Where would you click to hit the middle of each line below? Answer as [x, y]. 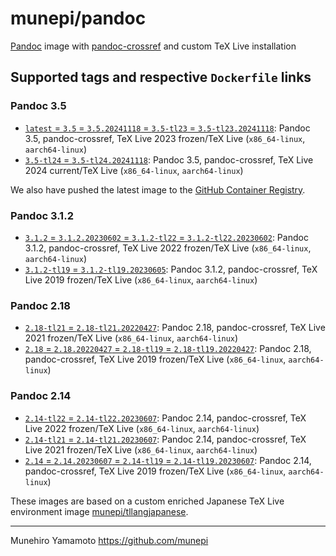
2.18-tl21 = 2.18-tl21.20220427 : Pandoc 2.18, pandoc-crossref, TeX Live [175, 328]
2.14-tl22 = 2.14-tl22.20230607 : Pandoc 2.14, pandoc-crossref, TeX [165, 418]
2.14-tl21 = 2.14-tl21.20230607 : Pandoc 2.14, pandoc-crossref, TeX [165, 439]
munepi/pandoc [78, 18]
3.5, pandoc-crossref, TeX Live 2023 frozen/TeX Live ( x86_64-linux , [165, 138]
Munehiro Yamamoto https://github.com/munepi [109, 540]
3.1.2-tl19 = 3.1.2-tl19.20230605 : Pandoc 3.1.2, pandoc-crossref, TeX [171, 269]
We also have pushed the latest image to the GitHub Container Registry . [158, 189]
